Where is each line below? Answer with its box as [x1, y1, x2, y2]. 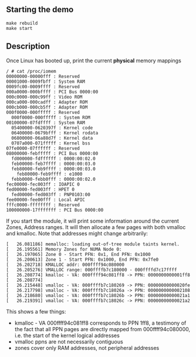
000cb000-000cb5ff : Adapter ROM [6, 104, 88, 110]
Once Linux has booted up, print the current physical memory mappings [6, 57, 182, 64]
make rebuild [6, 20, 38, 26]
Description [6, 41, 50, 52]
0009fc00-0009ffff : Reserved [6, 83, 80, 90]
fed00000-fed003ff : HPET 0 [6, 186, 75, 193]
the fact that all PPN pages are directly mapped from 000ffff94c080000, [14, 325, 191, 332]
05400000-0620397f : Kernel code [11, 124, 93, 131]
